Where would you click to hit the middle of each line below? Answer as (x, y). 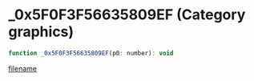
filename (23, 68)
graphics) (41, 32)
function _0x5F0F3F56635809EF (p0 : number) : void (91, 53)
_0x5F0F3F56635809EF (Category (127, 15)
